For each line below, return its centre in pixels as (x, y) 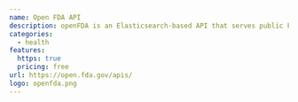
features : (27, 51)
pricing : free (43, 67)
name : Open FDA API (45, 17)
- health (33, 42)
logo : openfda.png (43, 83)
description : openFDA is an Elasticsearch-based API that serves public (146, 26)
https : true (39, 59)
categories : (31, 34)
